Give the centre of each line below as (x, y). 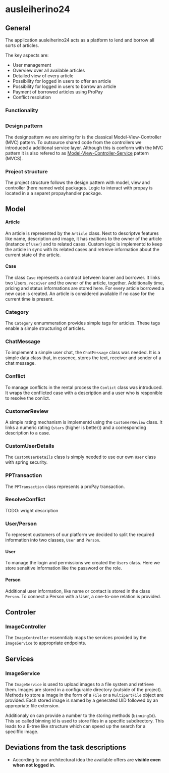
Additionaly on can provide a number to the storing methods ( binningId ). (81, 715)
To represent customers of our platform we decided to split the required (80, 535)
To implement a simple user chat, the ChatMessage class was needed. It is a (83, 353)
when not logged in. (34, 765)
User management (32, 65)
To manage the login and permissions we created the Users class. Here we (83, 563)
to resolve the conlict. (28, 398)
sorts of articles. (22, 45)
